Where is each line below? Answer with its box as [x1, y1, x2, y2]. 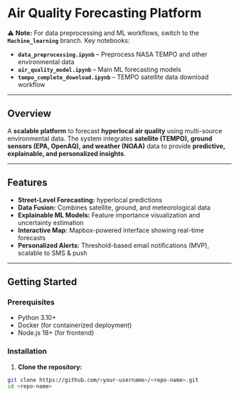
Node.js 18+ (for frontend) [17, 329, 95, 337]
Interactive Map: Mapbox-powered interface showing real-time [17, 226, 204, 234]
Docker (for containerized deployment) [17, 321, 132, 329]
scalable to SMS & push [17, 248, 87, 257]
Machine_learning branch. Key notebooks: [7, 36, 130, 44]
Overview [7, 108, 52, 120]
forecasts [17, 233, 46, 242]
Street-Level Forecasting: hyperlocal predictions [17, 195, 162, 204]
